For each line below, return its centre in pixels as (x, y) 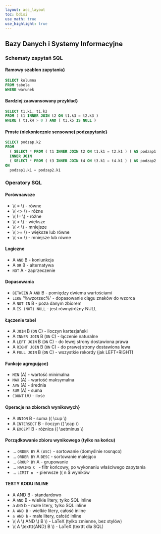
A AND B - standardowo (37, 495)
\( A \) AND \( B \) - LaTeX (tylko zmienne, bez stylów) (67, 521)
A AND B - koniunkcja (33, 260)
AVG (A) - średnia (29, 385)
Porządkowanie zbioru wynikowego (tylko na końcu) (60, 440)
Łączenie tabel (21, 320)
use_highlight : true (27, 24)
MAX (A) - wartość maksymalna (43, 380)
